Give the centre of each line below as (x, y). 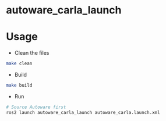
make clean (19, 64)
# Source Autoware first (36, 107)
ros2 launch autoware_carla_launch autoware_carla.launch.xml (83, 112)
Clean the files (32, 53)
